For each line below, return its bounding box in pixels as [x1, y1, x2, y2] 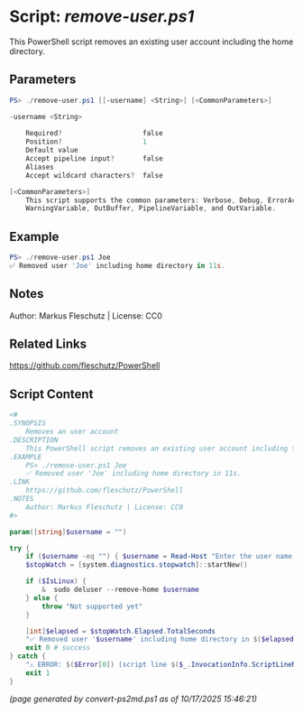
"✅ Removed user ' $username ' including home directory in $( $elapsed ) [25, 634, 298, 644]
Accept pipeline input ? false [25, 154, 164, 163]
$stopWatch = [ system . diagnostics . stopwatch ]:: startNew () [25, 560, 248, 569]
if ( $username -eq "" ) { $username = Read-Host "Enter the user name [25, 552, 293, 561]
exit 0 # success [25, 644, 91, 653]
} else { [25, 593, 59, 602]
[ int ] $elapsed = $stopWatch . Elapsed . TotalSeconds [25, 626, 216, 635]
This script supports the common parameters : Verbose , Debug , [25, 196, 264, 205]
